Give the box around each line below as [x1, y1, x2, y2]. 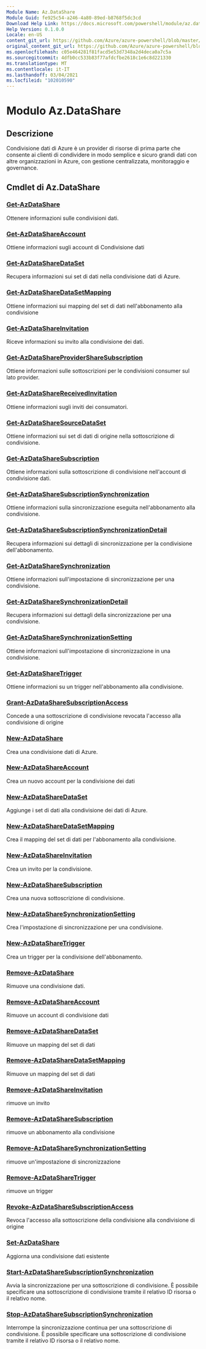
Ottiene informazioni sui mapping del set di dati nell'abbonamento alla [6, 302, 183, 309]
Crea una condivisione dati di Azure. [6, 748, 98, 755]
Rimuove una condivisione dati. [6, 982, 85, 989]
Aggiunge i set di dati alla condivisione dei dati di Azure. [6, 807, 148, 814]
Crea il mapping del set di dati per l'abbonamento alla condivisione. [6, 836, 177, 843]
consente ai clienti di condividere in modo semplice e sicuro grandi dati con [6, 151, 197, 158]
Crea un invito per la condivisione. [6, 865, 93, 873]
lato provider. [6, 374, 40, 381]
